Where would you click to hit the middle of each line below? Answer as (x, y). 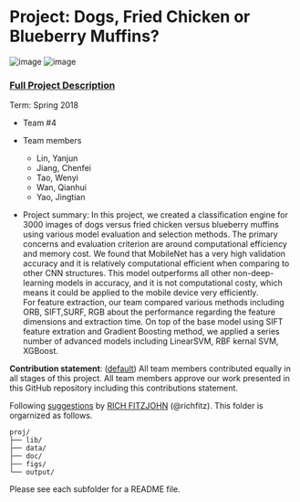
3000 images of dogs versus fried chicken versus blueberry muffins (151, 225)
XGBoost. (41, 351)
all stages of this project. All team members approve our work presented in (150, 379)
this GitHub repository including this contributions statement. (124, 388)
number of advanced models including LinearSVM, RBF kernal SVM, (150, 341)
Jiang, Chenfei (63, 168)
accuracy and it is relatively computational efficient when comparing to (156, 263)
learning (38, 283)
